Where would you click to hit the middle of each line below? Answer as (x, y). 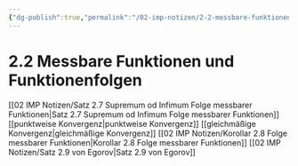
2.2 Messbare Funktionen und (121, 61)
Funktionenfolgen (76, 80)
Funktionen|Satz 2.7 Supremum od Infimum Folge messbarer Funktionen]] (144, 114)
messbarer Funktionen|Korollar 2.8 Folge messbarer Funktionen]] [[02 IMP (145, 142)
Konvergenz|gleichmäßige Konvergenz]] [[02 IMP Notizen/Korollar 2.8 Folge (148, 133)
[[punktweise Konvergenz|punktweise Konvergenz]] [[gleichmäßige (133, 123)
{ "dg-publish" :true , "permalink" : (70, 17)
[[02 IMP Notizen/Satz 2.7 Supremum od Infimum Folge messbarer (130, 105)
